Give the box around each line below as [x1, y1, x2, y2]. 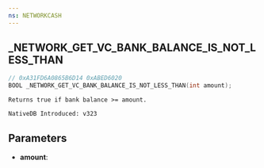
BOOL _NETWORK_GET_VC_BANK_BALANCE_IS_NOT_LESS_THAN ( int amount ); [8, 82, 232, 90]
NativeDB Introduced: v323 [8, 110, 98, 118]
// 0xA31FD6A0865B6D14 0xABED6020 [8, 74, 123, 82]
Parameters [8, 132, 67, 145]
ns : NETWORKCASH [8, 11, 62, 20]
